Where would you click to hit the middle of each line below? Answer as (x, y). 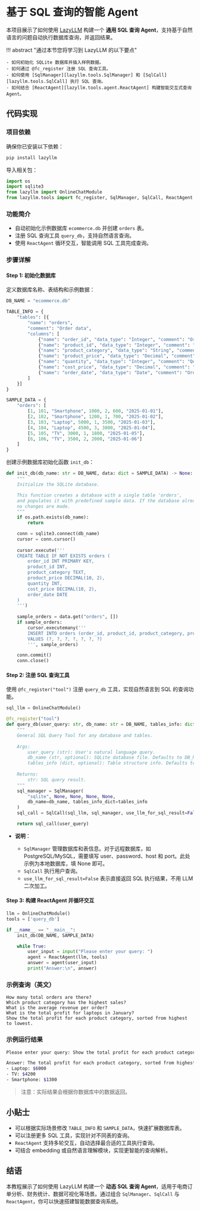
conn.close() (33, 661)
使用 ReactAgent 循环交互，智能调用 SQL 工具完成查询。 (83, 243)
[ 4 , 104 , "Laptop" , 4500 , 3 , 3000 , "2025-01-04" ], (92, 428)
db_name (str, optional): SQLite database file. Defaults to (105, 757)
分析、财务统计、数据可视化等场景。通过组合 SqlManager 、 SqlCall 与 (95, 1194)
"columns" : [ (44, 334)
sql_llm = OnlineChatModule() (44, 708)
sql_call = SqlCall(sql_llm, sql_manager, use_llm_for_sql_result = (102, 813)
